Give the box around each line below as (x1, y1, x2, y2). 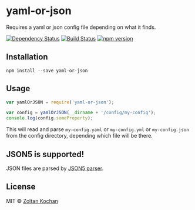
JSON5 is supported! (6, 149, 85, 159)
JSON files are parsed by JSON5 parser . (6, 165, 104, 172)
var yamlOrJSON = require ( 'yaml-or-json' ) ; (6, 99, 115, 105)
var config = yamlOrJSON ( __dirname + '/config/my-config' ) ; (6, 110, 157, 116)
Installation (6, 52, 48, 62)
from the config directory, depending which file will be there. (6, 132, 153, 139)
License (6, 182, 36, 192)
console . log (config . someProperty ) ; (6, 115, 93, 121)
